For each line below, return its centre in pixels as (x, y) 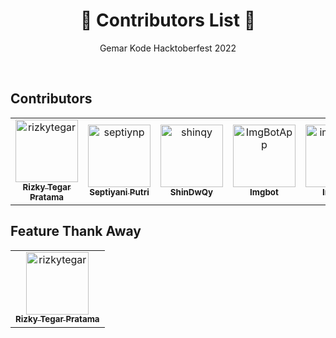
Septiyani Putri (119, 192)
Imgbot (264, 192)
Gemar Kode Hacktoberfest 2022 (168, 48)
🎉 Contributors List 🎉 (168, 20)
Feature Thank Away (76, 231)
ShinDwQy (191, 192)
